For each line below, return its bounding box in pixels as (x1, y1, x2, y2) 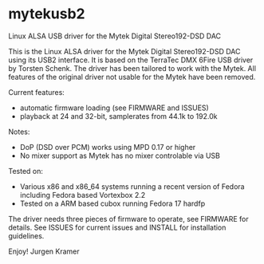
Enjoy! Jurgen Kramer (8, 246, 80, 256)
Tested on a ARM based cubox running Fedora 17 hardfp (19, 199, 206, 208)
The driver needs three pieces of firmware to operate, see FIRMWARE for (8, 214, 249, 223)
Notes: (8, 127, 30, 136)
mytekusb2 (8, 5, 85, 23)
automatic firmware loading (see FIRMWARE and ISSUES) (19, 103, 209, 112)
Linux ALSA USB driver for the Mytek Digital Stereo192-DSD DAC (8, 31, 222, 41)
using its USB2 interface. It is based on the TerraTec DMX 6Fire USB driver (8, 55, 254, 65)
